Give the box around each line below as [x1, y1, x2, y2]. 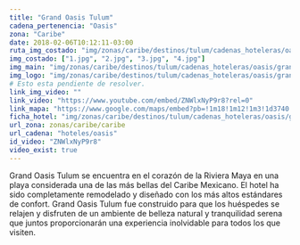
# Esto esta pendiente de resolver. [9, 79, 146, 88]
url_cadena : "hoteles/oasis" [9, 129, 118, 138]
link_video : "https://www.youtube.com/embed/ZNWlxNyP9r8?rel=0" [9, 95, 254, 105]
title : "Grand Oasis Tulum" [9, 12, 114, 22]
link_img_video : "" [9, 87, 82, 96]
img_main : [9, 63, 46, 72]
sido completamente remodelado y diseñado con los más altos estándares [9, 189, 283, 200]
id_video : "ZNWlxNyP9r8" [9, 137, 102, 146]
